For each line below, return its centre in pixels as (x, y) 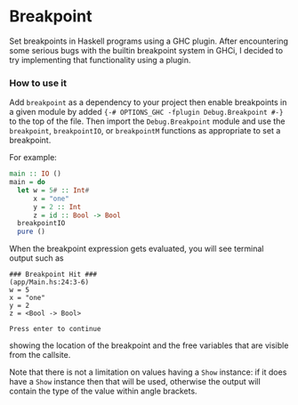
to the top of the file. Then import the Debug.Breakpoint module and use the (147, 121)
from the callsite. (40, 355)
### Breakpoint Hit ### (53, 275)
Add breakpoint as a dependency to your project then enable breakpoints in (148, 102)
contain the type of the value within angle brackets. (103, 391)
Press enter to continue (55, 329)
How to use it (38, 83)
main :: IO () (36, 174)
